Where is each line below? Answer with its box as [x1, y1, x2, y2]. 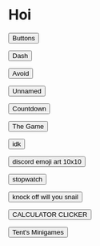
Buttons [12, 34, 36, 42]
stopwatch [12, 175, 43, 183]
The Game [12, 122, 44, 131]
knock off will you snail [12, 192, 78, 201]
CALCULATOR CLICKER [12, 210, 88, 219]
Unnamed [12, 86, 42, 95]
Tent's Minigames [12, 227, 64, 236]
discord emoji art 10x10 [12, 157, 82, 166]
